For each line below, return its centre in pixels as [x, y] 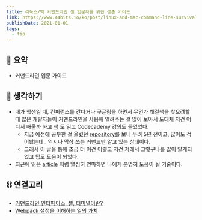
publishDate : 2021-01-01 [37, 23]
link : [13, 17]
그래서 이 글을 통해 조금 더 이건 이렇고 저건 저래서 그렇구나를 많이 [100, 149]
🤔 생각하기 [25, 96]
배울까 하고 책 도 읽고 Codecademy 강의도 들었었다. [87, 126]
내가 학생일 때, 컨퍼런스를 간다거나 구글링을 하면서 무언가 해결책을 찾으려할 [103, 111]
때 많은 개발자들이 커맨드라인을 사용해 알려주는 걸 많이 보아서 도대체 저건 [100, 119]
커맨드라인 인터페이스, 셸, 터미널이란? [59, 203]
